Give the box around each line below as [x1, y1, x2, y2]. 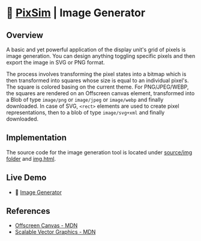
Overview [6, 30, 44, 40]
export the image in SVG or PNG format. [6, 59, 105, 66]
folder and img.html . [6, 155, 56, 162]
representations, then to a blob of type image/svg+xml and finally [6, 109, 165, 116]
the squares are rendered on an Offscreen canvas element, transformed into [6, 90, 195, 96]
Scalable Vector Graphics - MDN [14, 228, 96, 236]
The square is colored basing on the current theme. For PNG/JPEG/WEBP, [6, 83, 189, 90]
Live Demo [6, 172, 47, 183]
